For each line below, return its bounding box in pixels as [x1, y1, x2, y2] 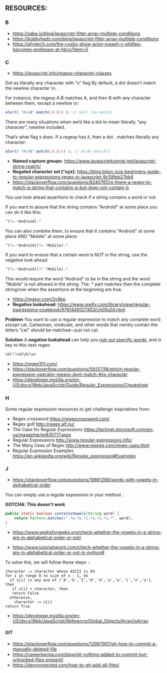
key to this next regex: [5, 342, 51, 348]
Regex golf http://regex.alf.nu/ [12, 421, 74, 427]
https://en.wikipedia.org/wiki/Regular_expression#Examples [12, 452, 136, 459]
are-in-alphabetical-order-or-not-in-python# [12, 549, 105, 555]
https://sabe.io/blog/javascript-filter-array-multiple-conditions [12, 30, 140, 36]
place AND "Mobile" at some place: [5, 233, 78, 239]
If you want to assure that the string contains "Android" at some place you [5, 203, 157, 209]
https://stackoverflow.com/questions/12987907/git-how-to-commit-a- [12, 640, 157, 646]
